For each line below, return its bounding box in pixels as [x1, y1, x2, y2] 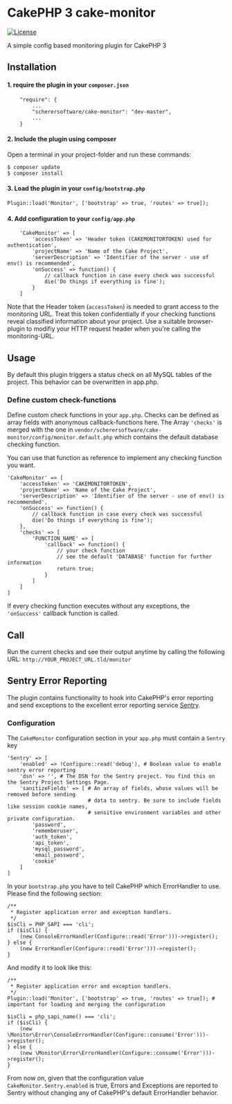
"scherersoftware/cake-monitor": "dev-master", [32, 108, 172, 115]
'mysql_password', [32, 845, 85, 853]
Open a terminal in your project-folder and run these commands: [7, 150, 192, 159]
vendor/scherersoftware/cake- [74, 427, 162, 434]
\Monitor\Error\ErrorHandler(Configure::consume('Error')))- [35, 1050, 215, 1057]
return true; [56, 566, 95, 572]
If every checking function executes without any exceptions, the [7, 602, 190, 611]
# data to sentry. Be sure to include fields [87, 797, 222, 805]
